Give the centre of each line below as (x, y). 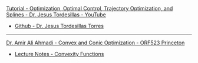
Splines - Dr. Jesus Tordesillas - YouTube (56, 15)
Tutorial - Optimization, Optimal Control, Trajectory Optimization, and (90, 8)
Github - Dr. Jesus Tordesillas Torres (59, 26)
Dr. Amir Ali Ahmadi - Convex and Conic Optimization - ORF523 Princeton (95, 43)
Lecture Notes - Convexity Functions (59, 54)
